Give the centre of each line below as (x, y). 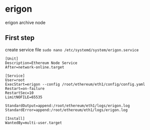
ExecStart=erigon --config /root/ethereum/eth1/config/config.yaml (75, 84)
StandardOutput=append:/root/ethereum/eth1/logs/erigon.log (68, 106)
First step (20, 38)
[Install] (15, 118)
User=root (15, 80)
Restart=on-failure (25, 88)
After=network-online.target (35, 67)
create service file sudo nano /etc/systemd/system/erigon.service (72, 49)
